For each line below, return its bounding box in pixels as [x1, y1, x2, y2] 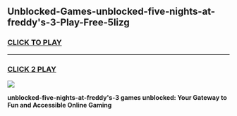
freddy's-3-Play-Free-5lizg [7, 17, 130, 29]
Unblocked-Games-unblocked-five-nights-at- [7, 6, 216, 18]
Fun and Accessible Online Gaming [7, 101, 112, 109]
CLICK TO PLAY [7, 38, 62, 48]
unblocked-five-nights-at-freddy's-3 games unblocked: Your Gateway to [7, 93, 227, 101]
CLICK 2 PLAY [7, 64, 56, 74]
